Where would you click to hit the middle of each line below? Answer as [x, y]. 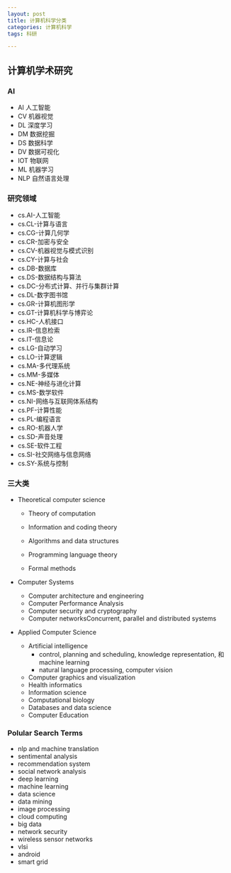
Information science [57, 692]
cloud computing [42, 816]
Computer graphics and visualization [82, 677]
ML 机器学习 [36, 169]
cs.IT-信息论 [35, 339]
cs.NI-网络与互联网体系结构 [57, 401]
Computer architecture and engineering [86, 596]
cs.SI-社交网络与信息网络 [54, 455]
